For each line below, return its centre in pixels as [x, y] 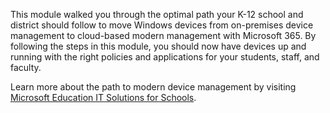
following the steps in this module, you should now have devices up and [158, 46]
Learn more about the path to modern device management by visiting [153, 87]
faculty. [26, 67]
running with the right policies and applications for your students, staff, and [165, 57]
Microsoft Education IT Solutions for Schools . [103, 97]
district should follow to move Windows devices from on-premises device [162, 25]
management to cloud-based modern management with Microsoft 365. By [163, 35]
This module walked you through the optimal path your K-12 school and [157, 14]
